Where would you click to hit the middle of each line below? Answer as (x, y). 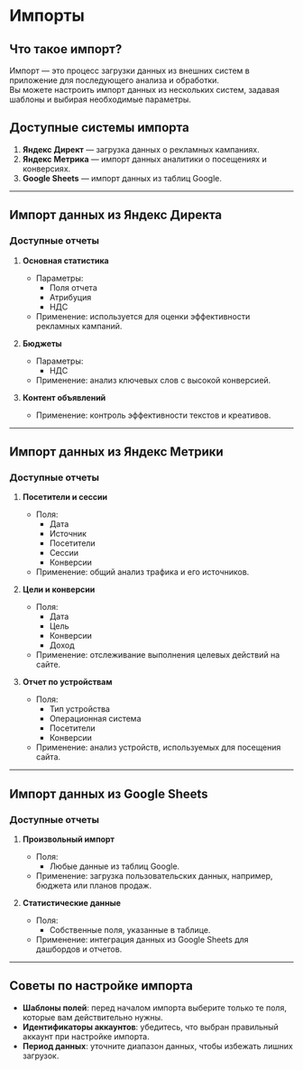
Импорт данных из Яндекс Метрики (116, 452)
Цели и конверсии (59, 590)
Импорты (47, 16)
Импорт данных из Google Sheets (109, 793)
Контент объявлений (64, 397)
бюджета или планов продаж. (93, 885)
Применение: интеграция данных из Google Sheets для (142, 939)
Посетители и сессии (65, 497)
